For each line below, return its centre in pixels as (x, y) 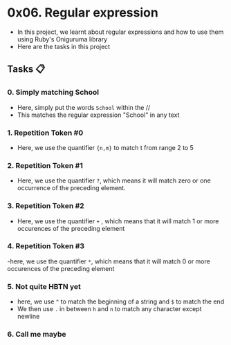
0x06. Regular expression (83, 13)
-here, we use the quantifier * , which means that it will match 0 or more (109, 261)
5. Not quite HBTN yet (44, 286)
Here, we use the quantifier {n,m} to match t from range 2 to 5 (105, 147)
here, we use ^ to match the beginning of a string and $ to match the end (121, 301)
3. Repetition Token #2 (46, 206)
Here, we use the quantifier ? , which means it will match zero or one (114, 180)
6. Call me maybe (37, 335)
